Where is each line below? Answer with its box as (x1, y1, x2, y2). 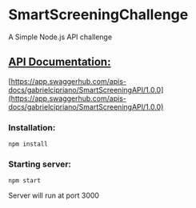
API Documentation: (8, 55, 111, 69)
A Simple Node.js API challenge (8, 32, 113, 42)
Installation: (8, 122, 56, 133)
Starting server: (8, 158, 72, 170)
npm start (8, 177, 42, 185)
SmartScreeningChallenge (8, 6, 189, 24)
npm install (8, 140, 48, 149)
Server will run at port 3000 (8, 190, 100, 201)
